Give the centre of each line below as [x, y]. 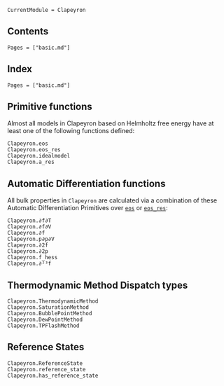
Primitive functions [50, 107]
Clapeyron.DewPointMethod [45, 320]
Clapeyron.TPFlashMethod [43, 326]
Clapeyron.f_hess [33, 258]
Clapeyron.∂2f [28, 245]
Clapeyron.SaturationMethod [48, 308]
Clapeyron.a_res [31, 162]
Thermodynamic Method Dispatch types [98, 285]
